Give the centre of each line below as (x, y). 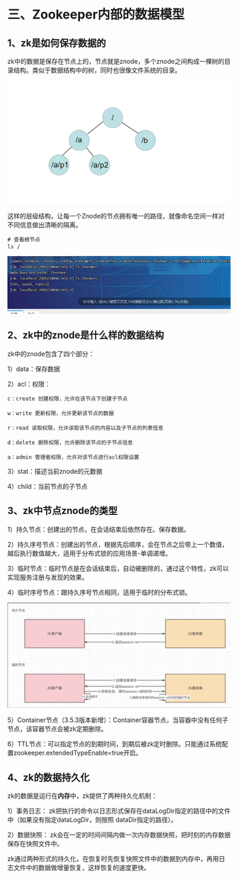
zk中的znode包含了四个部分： (51, 354)
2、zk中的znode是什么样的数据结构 (86, 335)
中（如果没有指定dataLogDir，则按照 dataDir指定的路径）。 (92, 820)
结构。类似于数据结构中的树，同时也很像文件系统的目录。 (97, 70)
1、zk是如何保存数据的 (57, 43)
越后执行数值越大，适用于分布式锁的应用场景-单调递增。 (90, 553)
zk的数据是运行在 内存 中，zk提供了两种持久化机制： (83, 796)
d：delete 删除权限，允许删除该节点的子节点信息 (70, 443)
